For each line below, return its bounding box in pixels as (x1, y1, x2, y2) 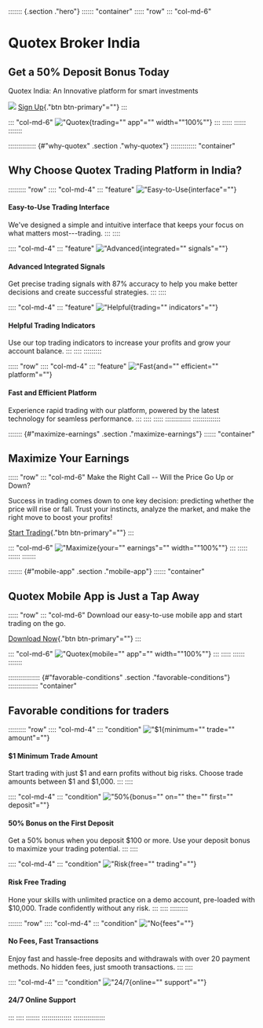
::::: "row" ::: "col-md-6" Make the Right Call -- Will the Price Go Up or (8, 473, 234, 482)
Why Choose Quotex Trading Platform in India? (8, 164, 242, 177)
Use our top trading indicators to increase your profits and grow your (8, 338, 231, 348)
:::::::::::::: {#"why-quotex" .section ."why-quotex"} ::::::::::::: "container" (8, 141, 236, 150)
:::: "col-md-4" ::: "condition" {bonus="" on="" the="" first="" (8, 792, 234, 802)
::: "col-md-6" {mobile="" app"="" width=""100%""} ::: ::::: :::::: (8, 649, 245, 659)
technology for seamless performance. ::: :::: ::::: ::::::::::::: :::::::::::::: (8, 414, 221, 423)
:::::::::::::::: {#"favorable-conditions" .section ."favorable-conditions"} (8, 673, 231, 682)
